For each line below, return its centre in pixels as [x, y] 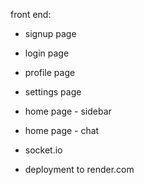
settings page [53, 92]
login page [47, 53]
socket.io [43, 150]
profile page [50, 72]
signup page [50, 33]
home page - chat [62, 130]
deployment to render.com [79, 169]
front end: [31, 14]
